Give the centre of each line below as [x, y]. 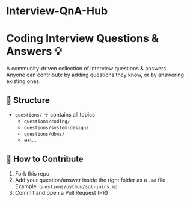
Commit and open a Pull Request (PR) [61, 192]
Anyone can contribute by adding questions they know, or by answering [95, 75]
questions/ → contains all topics [55, 114]
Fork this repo [32, 173]
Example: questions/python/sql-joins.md [66, 186]
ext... [30, 140]
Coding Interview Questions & [82, 39]
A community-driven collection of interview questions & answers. [87, 69]
